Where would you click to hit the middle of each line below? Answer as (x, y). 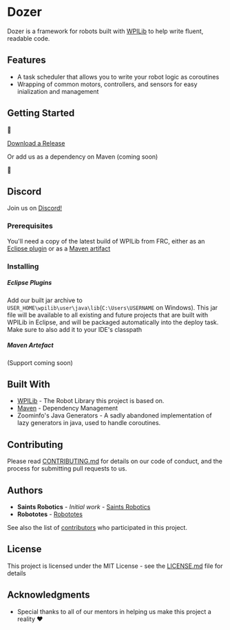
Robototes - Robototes (50, 514)
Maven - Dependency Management (67, 408)
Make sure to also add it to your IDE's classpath (75, 329)
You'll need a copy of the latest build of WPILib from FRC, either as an (106, 241)
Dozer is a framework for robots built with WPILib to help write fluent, (105, 31)
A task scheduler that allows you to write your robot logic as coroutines (118, 77)
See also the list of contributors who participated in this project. (97, 527)
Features (27, 60)
